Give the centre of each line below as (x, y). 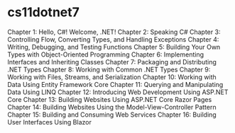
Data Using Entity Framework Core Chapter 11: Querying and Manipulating (115, 84)
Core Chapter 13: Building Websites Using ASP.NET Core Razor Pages (110, 99)
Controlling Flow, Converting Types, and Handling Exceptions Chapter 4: (113, 39)
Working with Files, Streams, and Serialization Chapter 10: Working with (112, 77)
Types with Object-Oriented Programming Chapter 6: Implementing (106, 54)
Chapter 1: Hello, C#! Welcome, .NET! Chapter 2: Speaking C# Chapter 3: (114, 32)
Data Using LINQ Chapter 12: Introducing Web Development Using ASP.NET (118, 92)
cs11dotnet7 (44, 12)
